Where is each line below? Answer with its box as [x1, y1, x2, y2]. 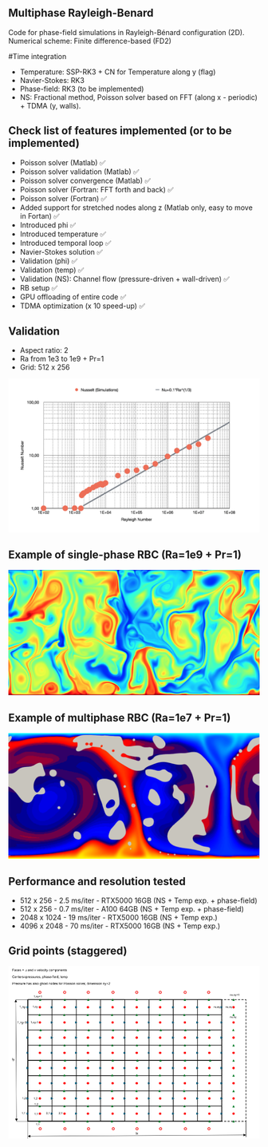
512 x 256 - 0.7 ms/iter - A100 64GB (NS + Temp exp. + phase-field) [19, 904, 245, 913]
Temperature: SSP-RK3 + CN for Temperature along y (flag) [19, 67, 216, 77]
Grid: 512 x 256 [19, 362, 70, 372]
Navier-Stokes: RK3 [19, 75, 85, 85]
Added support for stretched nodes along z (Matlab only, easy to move [19, 203, 253, 212]
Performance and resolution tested [8, 874, 186, 888]
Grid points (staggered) [8, 944, 128, 958]
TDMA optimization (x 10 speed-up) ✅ [19, 301, 145, 310]
